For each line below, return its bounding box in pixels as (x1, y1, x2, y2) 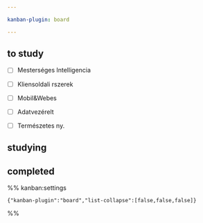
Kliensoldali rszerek (17, 80, 73, 88)
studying (7, 142, 47, 154)
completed (7, 165, 55, 177)
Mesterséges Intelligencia (17, 66, 91, 75)
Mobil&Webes (17, 94, 58, 102)
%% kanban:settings (7, 184, 67, 192)
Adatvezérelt (17, 108, 54, 116)
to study (7, 48, 44, 59)
